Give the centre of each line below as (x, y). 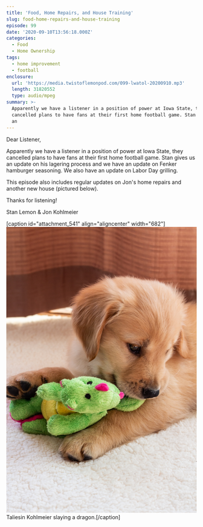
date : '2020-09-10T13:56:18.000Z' (50, 32)
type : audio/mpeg (34, 96)
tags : (13, 57)
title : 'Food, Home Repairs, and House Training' (70, 13)
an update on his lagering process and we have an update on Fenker (92, 164)
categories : (21, 38)
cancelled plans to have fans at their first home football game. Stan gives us (101, 157)
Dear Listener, (24, 139)
